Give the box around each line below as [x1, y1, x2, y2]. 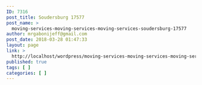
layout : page [6, 42, 39, 48]
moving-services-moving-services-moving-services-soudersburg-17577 [11, 25, 187, 32]
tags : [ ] [6, 64, 31, 71]
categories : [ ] [6, 70, 47, 76]
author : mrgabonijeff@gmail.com [6, 31, 87, 37]
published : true [6, 59, 47, 65]
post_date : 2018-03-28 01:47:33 [6, 37, 87, 42]
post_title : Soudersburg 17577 [6, 14, 85, 20]
